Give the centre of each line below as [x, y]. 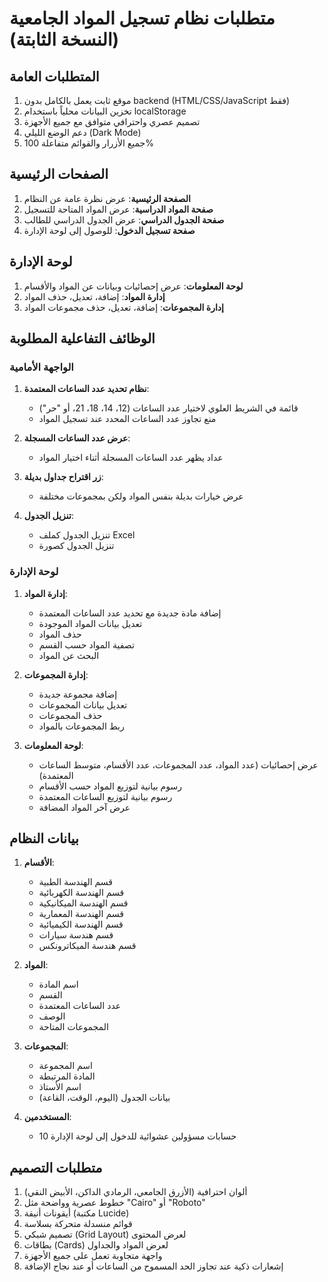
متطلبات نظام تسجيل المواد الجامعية [142, 18]
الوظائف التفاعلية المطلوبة [82, 338]
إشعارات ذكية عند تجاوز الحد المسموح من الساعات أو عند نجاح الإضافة [153, 1266]
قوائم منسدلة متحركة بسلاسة [78, 1224]
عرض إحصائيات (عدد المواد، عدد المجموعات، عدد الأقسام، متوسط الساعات [178, 764]
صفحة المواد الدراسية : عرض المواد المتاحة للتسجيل [118, 209]
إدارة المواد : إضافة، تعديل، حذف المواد [94, 296]
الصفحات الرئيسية [59, 174]
